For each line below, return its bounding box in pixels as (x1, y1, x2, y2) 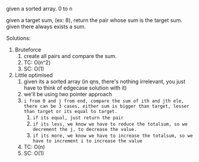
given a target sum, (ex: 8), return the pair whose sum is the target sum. (6, 17, 183, 23)
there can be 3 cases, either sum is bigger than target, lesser (23, 103, 189, 109)
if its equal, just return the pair (32, 115, 124, 121)
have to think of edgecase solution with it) (23, 84, 127, 91)
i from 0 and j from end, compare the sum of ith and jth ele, (23, 98, 185, 104)
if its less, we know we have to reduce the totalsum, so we (32, 121, 188, 127)
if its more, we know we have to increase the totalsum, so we (32, 133, 193, 139)
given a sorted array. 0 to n (6, 5, 73, 12)
